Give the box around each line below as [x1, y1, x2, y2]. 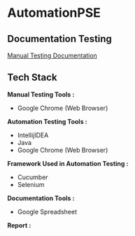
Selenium [17, 180, 45, 188]
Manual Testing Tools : [7, 90, 75, 99]
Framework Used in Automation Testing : [7, 159, 129, 167]
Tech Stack [7, 71, 57, 83]
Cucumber [17, 173, 48, 181]
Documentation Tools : [7, 194, 75, 202]
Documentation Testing [7, 33, 112, 45]
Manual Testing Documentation [7, 51, 98, 60]
